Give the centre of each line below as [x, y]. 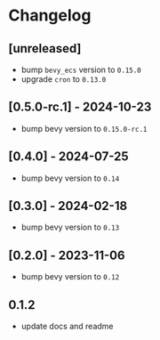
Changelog [50, 16]
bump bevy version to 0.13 [70, 227]
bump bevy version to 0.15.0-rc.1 [84, 128]
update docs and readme [67, 327]
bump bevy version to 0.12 [70, 277]
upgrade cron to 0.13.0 [64, 79]
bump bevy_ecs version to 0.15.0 [81, 69]
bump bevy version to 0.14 [70, 178]
